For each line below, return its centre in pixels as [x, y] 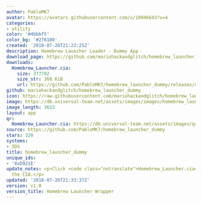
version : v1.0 [24, 186]
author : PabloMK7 [28, 12]
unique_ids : [21, 158]
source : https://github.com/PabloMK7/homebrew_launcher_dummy [86, 130]
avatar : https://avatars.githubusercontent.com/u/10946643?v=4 [87, 18]
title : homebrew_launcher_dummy [47, 152]
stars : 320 [20, 135]
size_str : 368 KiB [40, 79]
